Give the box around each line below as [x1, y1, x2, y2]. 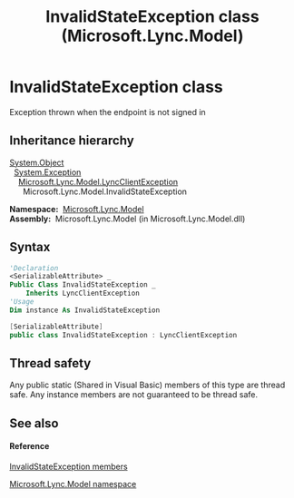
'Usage [9, 298, 34, 307]
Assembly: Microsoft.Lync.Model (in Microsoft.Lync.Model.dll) [9, 213, 246, 224]
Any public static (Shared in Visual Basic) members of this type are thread [9, 379, 286, 391]
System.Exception [13, 166, 82, 178]
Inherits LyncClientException [25, 288, 141, 298]
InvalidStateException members [9, 461, 129, 472]
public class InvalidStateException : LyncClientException [9, 330, 238, 339]
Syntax [9, 239, 51, 255]
